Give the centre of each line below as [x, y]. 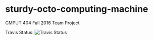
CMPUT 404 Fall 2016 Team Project [42, 23]
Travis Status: [19, 32]
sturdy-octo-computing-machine [77, 9]
